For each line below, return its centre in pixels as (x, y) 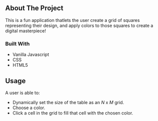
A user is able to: (23, 93)
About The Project (34, 8)
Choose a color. (29, 108)
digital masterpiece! (26, 31)
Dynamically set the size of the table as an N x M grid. (68, 102)
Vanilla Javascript (31, 55)
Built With (18, 43)
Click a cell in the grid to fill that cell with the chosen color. (73, 113)
